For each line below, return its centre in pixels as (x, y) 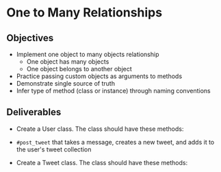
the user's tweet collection (54, 149)
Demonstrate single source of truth (66, 83)
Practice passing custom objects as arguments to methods (99, 76)
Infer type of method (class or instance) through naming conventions (113, 91)
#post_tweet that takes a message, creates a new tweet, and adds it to (115, 142)
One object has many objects (68, 62)
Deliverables (34, 112)
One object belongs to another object (79, 69)
